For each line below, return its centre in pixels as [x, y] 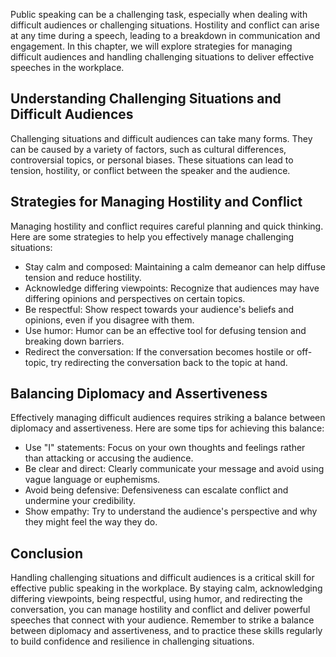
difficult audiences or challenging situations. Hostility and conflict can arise [165, 25]
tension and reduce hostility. [83, 277]
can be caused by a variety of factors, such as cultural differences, [148, 149]
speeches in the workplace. [67, 67]
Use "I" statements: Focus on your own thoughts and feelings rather [165, 448]
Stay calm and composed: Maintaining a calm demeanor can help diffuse [175, 266]
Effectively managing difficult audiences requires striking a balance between [168, 418]
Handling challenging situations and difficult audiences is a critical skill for [162, 578]
